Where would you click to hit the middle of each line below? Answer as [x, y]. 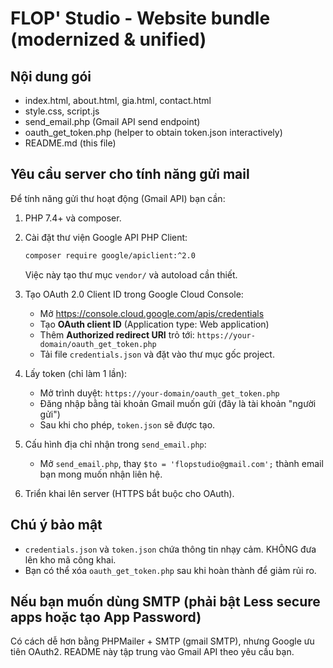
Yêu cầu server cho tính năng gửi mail [130, 174]
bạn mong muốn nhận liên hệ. [101, 474]
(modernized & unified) [108, 39]
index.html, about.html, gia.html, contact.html [118, 100]
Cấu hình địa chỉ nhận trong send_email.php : [115, 444]
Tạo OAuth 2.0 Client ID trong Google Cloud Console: [134, 294]
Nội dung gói [51, 76]
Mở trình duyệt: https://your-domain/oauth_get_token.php [159, 393]
